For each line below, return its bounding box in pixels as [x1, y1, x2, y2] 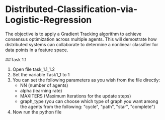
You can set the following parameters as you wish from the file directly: [12, 77, 160, 83]
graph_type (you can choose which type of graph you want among [20, 98, 158, 104]
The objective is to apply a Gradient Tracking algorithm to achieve [5, 31, 142, 37]
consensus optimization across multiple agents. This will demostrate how [5, 36, 157, 42]
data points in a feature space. [5, 47, 68, 53]
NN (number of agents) [20, 82, 68, 88]
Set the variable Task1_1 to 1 [12, 71, 70, 77]
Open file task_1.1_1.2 [12, 66, 55, 72]
